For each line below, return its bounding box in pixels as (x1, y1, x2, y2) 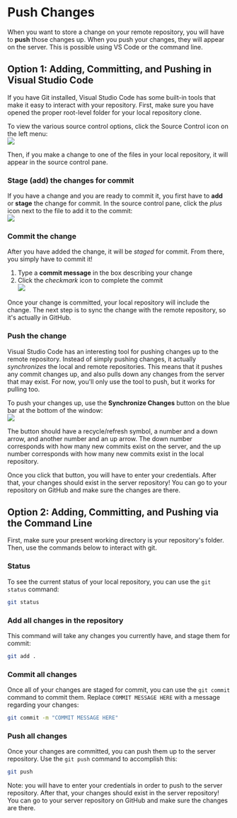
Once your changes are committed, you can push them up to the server (7, 747, 216, 756)
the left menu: (7, 129, 48, 138)
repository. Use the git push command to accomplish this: (7, 755, 178, 763)
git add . (7, 652, 37, 659)
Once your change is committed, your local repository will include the (7, 298, 210, 307)
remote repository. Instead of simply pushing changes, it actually (7, 355, 197, 363)
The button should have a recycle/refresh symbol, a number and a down (7, 426, 218, 436)
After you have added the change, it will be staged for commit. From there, (7, 247, 225, 256)
